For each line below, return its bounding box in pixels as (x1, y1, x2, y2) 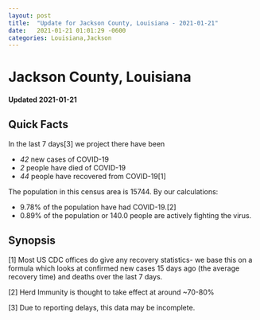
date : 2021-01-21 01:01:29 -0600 (8, 26, 126, 34)
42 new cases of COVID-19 (19, 154, 110, 164)
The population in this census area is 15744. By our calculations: (8, 186, 219, 196)
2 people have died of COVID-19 (19, 162, 126, 172)
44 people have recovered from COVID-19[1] (19, 171, 166, 181)
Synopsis (8, 234, 56, 248)
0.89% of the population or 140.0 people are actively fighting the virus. (19, 210, 252, 220)
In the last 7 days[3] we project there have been (8, 139, 165, 148)
